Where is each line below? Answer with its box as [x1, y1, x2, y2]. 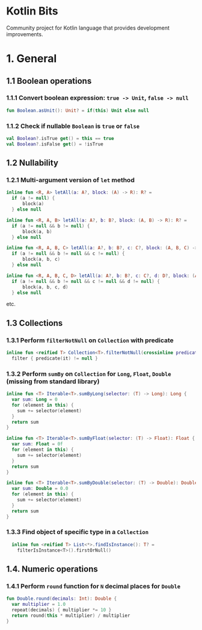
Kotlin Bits [6, 4, 58, 18]
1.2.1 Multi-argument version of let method [6, 176, 135, 185]
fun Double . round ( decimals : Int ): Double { [6, 596, 117, 602]
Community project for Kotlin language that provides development [6, 24, 170, 31]
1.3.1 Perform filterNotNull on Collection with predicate [6, 336, 174, 345]
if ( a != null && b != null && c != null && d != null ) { [11, 278, 161, 284]
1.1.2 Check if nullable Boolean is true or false [6, 122, 140, 130]
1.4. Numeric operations [6, 564, 98, 574]
